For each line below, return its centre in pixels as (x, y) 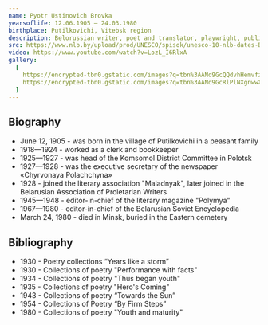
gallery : (23, 61)
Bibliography (41, 243)
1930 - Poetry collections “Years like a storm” (94, 261)
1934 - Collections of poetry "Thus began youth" (100, 278)
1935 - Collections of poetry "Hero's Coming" (95, 287)
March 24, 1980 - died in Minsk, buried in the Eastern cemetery (124, 217)
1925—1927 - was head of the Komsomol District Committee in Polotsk (136, 158)
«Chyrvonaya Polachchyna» (66, 175)
